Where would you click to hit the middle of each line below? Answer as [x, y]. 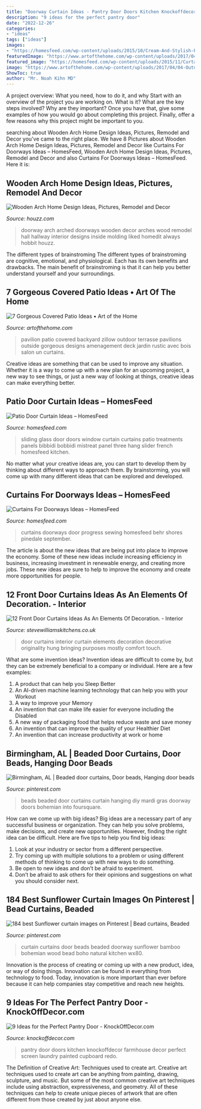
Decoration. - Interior [46, 604]
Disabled [26, 716]
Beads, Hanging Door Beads [60, 763]
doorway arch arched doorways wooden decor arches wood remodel [106, 230]
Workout [25, 697]
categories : [21, 28]
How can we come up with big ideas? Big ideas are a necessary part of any [99, 818]
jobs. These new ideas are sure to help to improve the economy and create [98, 570]
